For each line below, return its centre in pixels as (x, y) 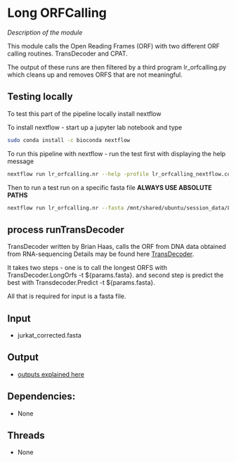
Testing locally (40, 97)
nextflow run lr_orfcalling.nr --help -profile (78, 174)
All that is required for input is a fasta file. (67, 296)
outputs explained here (51, 374)
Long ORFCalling (57, 13)
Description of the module (45, 32)
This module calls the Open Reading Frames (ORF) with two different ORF (113, 46)
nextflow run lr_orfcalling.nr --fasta (66, 208)
